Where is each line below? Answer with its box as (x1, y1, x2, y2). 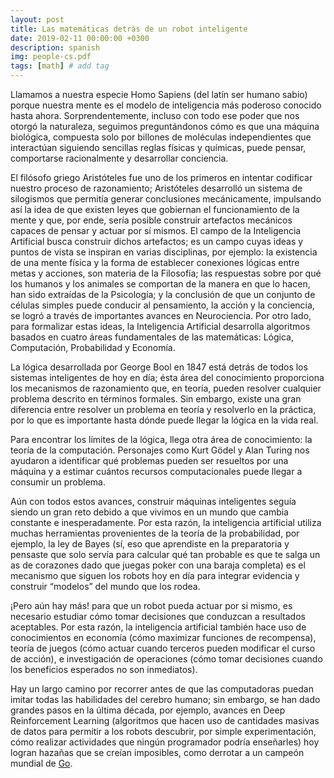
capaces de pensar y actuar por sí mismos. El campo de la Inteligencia (10, 225, 302, 236)
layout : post (10, 14, 65, 25)
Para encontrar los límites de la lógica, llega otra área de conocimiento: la (10, 434, 313, 445)
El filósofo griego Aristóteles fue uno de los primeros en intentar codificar (10, 172, 313, 183)
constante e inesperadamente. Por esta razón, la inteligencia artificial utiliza (10, 517, 322, 528)
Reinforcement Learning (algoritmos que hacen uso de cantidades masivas (10, 715, 320, 726)
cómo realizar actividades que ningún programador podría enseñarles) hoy (10, 736, 320, 748)
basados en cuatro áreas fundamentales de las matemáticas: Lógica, (10, 331, 294, 343)
